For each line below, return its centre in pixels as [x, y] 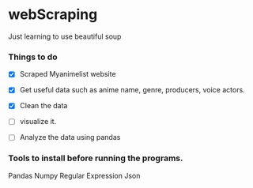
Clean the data [43, 106]
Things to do [33, 57]
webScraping [53, 15]
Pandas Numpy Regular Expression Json [74, 175]
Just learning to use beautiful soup [65, 36]
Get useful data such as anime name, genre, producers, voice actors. [132, 90]
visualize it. [38, 122]
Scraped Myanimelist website [68, 74]
